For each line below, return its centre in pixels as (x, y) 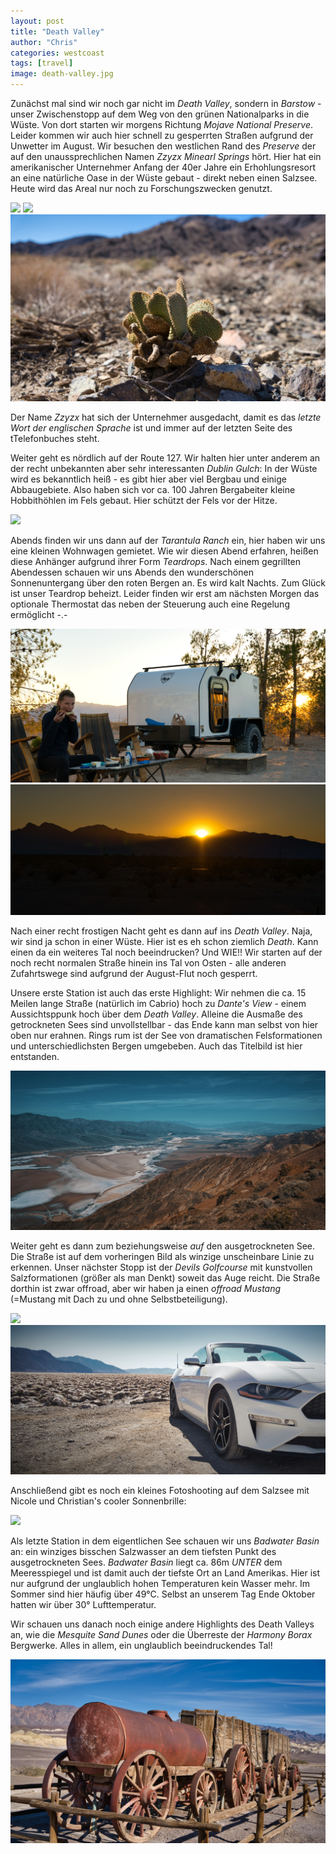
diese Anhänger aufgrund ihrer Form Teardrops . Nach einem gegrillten (156, 562)
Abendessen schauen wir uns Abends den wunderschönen (132, 572)
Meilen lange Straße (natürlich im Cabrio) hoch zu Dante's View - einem (158, 1004)
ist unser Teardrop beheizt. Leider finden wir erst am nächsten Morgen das (165, 594)
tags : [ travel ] (42, 63)
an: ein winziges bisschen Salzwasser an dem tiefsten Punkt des (143, 1551)
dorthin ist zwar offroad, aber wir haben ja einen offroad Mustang (146, 1289)
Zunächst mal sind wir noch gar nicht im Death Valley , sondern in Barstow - (166, 103)
